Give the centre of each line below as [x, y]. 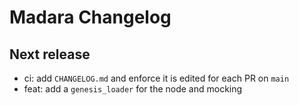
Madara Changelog [90, 17]
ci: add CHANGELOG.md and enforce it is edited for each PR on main [156, 78]
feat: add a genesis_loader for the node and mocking [133, 89]
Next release [50, 54]
